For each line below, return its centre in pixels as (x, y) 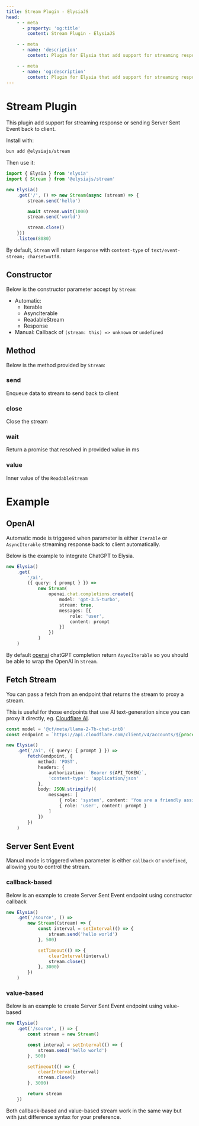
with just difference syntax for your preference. (64, 1117)
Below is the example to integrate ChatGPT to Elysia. (70, 556)
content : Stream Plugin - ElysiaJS (71, 34)
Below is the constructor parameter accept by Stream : (72, 289)
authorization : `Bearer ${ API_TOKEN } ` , (97, 773)
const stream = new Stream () (63, 1034)
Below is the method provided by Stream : (56, 365)
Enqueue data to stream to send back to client (62, 393)
